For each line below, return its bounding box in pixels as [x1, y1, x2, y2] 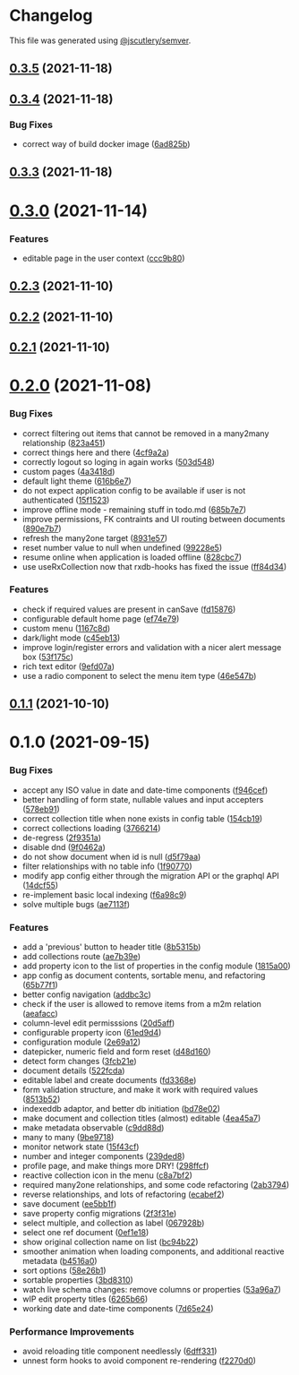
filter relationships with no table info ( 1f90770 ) [21, 861, 192, 872]
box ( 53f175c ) [21, 651, 74, 662]
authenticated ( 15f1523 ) [21, 494, 110, 505]
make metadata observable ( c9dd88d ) [21, 1122, 165, 1133]
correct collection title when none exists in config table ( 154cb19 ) [21, 812, 263, 824]
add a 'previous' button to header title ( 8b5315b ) [21, 941, 201, 952]
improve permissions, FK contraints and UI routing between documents [21, 513, 286, 524]
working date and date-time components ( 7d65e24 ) [21, 1303, 214, 1314]
